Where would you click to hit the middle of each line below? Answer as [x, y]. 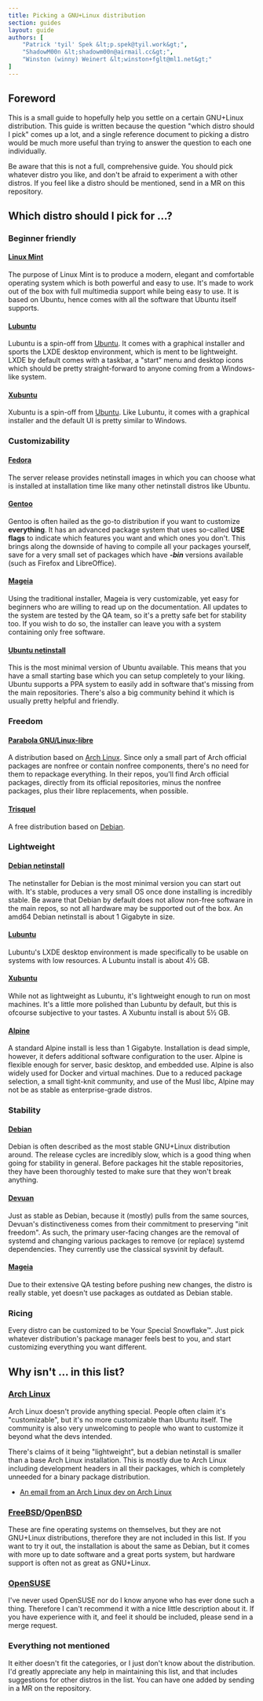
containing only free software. [57, 632]
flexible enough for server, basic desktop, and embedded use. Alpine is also [131, 1065]
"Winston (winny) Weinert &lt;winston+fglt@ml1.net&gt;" [117, 60]
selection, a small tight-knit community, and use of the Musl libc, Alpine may [131, 1082]
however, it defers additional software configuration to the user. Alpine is [126, 1057]
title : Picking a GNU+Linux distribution [77, 15]
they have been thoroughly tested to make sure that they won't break [120, 1172]
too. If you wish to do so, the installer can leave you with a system [115, 624]
